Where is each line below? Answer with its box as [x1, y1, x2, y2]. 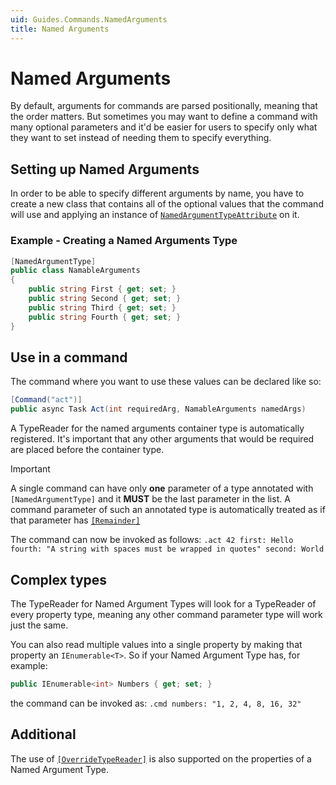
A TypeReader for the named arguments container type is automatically [10, 422, 305, 435]
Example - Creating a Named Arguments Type [10, 234, 238, 248]
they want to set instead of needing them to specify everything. [10, 132, 272, 144]
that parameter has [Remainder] [10, 514, 141, 526]
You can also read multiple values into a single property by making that [10, 638, 303, 650]
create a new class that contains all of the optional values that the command [10, 198, 324, 210]
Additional [10, 726, 77, 743]
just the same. [10, 619, 69, 631]
